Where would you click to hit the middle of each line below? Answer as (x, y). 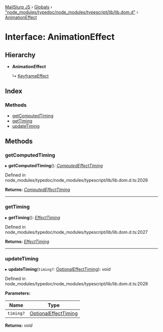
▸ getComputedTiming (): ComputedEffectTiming (54, 166)
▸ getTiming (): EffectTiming (33, 217)
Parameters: (18, 293)
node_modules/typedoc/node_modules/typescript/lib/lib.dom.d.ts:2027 (76, 232)
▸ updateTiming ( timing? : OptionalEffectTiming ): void (58, 269)
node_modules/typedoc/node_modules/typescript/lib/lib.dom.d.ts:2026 (76, 180)
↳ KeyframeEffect (30, 76)
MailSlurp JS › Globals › (29, 7)
